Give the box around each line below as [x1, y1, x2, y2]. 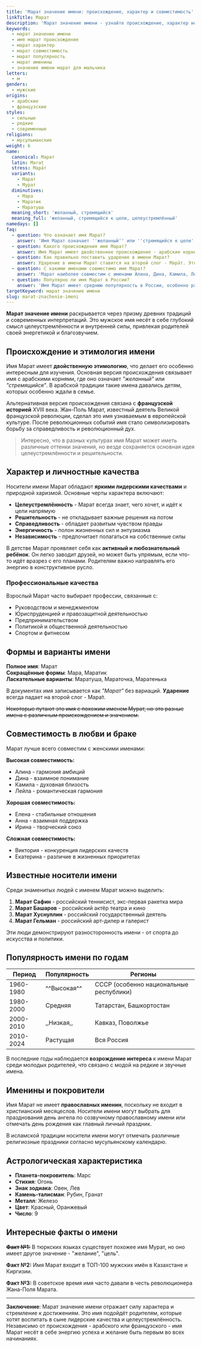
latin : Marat [11, 160, 44, 166]
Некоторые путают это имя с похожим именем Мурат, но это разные [6, 705, 184, 712]
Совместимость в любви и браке [6, 729, 137, 739]
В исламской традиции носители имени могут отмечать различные [6, 1132, 180, 1139]
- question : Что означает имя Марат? [11, 232, 106, 238]
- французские [11, 103, 47, 110]
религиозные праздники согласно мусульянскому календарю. [6, 1139, 167, 1146]
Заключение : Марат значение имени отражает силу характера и [6, 1303, 174, 1310]
